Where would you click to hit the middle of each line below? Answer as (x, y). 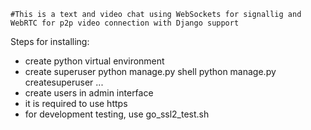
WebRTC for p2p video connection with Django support (125, 23)
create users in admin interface (89, 93)
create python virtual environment (94, 61)
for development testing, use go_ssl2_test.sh (117, 114)
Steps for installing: (50, 41)
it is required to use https (76, 103)
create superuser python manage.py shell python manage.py (150, 71)
